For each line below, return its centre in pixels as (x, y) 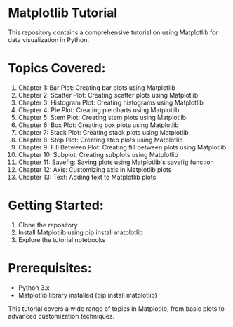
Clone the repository (48, 225)
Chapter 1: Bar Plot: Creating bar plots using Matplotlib (97, 87)
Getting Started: (56, 206)
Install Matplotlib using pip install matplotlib (80, 232)
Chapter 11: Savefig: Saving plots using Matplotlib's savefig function (116, 162)
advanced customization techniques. (61, 316)
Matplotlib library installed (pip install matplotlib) (87, 295)
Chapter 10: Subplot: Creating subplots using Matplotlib (98, 154)
